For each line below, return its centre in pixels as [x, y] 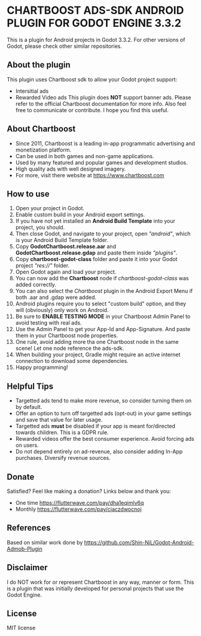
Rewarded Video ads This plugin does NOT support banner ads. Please [103, 97]
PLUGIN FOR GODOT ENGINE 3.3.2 [94, 23]
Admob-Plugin [25, 549]
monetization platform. [43, 150]
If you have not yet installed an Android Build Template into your [95, 221]
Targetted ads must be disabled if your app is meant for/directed [95, 426]
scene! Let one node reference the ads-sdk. [70, 349]
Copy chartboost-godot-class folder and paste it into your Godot [96, 259]
